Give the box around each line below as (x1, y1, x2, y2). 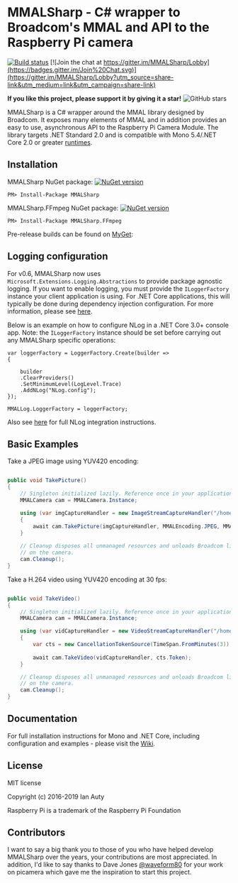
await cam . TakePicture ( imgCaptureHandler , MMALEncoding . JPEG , (33, 523, 220, 530)
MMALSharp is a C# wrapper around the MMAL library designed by (7, 108, 204, 116)
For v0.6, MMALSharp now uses (7, 269, 101, 277)
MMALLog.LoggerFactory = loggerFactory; (7, 405, 129, 412)
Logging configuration (7, 250, 108, 262)
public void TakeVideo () (7, 595, 81, 602)
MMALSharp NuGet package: (7, 177, 93, 186)
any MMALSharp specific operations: (7, 335, 116, 344)
